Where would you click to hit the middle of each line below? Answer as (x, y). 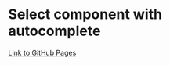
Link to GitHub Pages (42, 52)
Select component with (85, 14)
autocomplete (54, 31)
